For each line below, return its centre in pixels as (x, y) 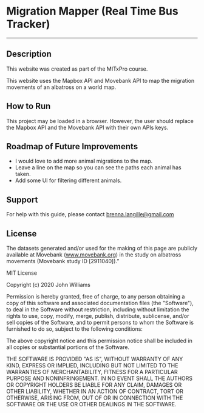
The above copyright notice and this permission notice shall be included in (99, 341)
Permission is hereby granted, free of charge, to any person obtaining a (96, 296)
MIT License (22, 273)
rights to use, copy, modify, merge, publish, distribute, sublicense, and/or (98, 316)
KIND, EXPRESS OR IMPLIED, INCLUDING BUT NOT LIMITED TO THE (92, 365)
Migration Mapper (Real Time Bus (92, 11)
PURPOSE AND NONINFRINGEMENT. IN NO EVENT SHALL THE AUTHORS (100, 378)
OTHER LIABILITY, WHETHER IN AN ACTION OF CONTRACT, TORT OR (95, 391)
